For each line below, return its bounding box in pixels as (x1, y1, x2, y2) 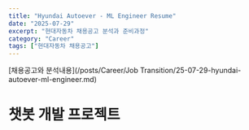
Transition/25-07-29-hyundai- (139, 66, 242, 76)
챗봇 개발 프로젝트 (8, 106, 120, 124)
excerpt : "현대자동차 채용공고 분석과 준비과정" (8, 27, 149, 35)
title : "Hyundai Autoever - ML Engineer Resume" (8, 11, 177, 20)
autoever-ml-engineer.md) (8, 75, 98, 84)
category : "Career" (8, 34, 75, 43)
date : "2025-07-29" (8, 19, 75, 28)
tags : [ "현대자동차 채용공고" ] (8, 42, 99, 50)
